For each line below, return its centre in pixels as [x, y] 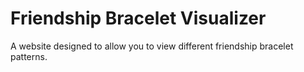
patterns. [29, 56]
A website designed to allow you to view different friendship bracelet [152, 46]
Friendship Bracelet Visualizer [138, 18]
